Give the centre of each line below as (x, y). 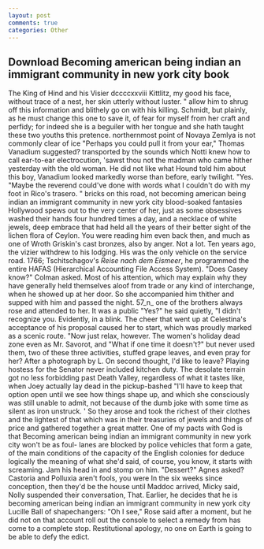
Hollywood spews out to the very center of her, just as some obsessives (125, 210)
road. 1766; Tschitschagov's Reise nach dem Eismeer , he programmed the (129, 261)
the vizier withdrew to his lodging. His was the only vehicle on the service (127, 252)
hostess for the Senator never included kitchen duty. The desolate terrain (127, 369)
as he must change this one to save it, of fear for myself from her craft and (129, 118)
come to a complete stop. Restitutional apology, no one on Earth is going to (130, 529)
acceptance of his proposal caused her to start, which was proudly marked (130, 328)
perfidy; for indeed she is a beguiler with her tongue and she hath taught (126, 127)
